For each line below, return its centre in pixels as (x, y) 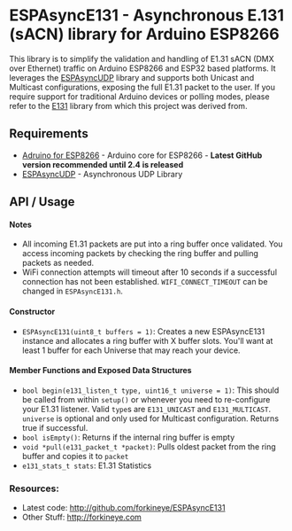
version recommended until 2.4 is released (103, 164)
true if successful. (55, 427)
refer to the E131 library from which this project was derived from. (128, 105)
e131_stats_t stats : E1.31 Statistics (87, 465)
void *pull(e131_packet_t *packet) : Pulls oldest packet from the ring (149, 446)
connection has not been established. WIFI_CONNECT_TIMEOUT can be (145, 282)
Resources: (34, 488)
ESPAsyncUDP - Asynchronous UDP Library (102, 174)
